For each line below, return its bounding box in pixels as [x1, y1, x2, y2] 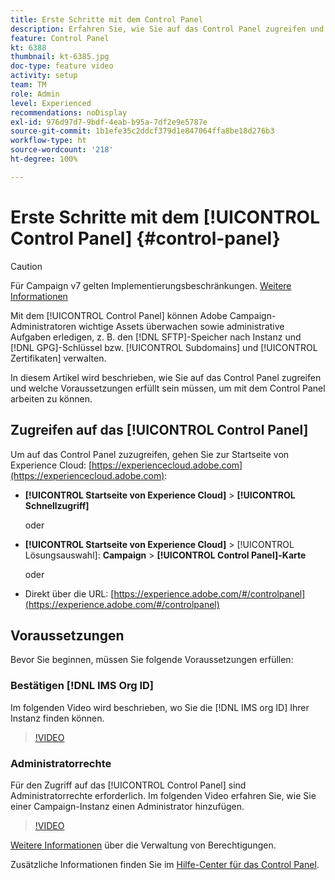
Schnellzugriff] [24, 499, 90, 511]
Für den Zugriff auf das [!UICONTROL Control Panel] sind [10, 779, 247, 791]
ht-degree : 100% [10, 154, 78, 164]
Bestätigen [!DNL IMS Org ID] [10, 679, 155, 693]
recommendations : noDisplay [10, 107, 128, 118]
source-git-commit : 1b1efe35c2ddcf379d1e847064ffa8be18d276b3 [10, 126, 275, 136]
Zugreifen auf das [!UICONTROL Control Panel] [10, 422, 309, 439]
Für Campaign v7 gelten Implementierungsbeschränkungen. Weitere [10, 279, 292, 291]
